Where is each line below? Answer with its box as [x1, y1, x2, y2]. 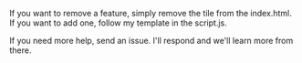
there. [9, 45, 32, 56]
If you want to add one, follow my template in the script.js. [9, 17, 228, 28]
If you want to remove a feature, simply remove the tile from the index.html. [9, 8, 292, 18]
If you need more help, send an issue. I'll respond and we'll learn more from [9, 36, 294, 46]
